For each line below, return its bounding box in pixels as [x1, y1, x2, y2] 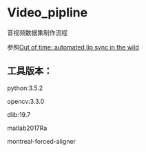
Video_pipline [7, 5, 88, 21]
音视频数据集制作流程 [7, 28, 67, 36]
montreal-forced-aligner [7, 137, 76, 145]
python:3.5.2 [7, 84, 43, 92]
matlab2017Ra [7, 124, 48, 132]
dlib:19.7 [7, 110, 31, 118]
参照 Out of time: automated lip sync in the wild [7, 43, 139, 51]
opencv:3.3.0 [7, 97, 45, 105]
